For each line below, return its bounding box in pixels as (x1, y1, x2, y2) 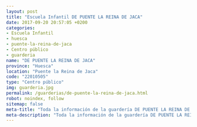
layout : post (6, 8, 38, 15)
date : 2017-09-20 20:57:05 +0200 (6, 19, 88, 25)
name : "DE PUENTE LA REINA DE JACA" (6, 57, 96, 63)
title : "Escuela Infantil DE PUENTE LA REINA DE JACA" (6, 14, 143, 20)
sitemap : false (6, 101, 43, 107)
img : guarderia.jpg (6, 85, 54, 91)
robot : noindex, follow (6, 95, 64, 101)
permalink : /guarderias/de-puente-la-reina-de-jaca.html (6, 90, 148, 96)
